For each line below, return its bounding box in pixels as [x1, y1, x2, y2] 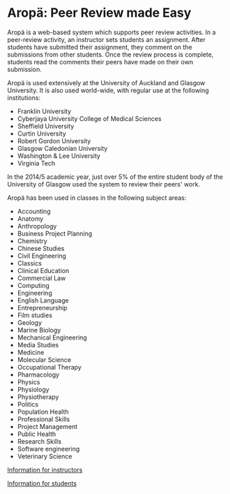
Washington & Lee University [17, 152, 101, 160]
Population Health [17, 407, 69, 416]
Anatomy [17, 215, 44, 223]
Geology [17, 318, 43, 326]
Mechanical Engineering [17, 333, 87, 342]
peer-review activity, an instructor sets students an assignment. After [7, 35, 206, 43]
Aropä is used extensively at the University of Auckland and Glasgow [7, 78, 206, 87]
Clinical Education [17, 266, 70, 275]
